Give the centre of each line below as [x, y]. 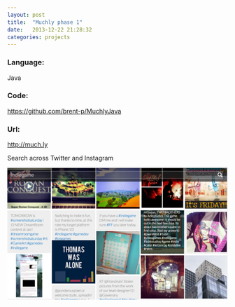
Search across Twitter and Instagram [60, 158]
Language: [26, 62]
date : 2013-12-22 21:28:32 [50, 29]
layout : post [26, 15]
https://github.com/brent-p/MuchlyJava [64, 111]
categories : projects [39, 37]
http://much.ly [28, 144]
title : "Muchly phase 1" [45, 22]
